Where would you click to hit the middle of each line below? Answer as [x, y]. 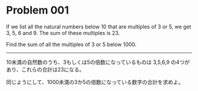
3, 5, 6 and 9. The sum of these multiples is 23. [63, 32]
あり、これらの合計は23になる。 [45, 69]
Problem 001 [37, 10]
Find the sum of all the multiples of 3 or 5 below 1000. [71, 44]
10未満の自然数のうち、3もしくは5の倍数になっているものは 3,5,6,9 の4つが [98, 62]
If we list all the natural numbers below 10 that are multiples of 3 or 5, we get [99, 27]
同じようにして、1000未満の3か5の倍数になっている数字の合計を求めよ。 [95, 82]
